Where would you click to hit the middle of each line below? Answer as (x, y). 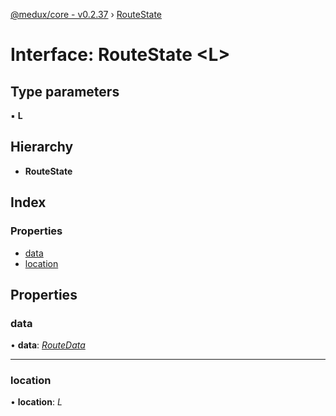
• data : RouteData (48, 345)
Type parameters (65, 91)
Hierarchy (42, 147)
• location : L (36, 402)
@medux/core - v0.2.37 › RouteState (86, 14)
